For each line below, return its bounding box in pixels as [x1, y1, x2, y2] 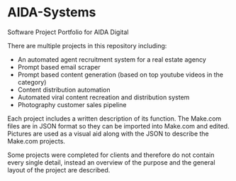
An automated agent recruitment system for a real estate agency [17, 55, 207, 64]
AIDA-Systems [7, 4, 96, 21]
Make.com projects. [7, 136, 66, 146]
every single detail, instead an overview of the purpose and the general [7, 158, 215, 167]
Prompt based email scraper [17, 62, 101, 71]
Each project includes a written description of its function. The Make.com [7, 114, 222, 123]
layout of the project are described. [7, 165, 111, 174]
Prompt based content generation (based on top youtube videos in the [17, 70, 223, 79]
